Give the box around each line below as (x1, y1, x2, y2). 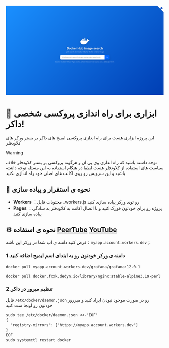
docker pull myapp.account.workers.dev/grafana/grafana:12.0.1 (6, 265, 141, 270)
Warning (6, 150, 23, 156)
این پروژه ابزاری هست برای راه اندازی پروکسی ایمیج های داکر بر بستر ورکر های (6, 135, 154, 141)
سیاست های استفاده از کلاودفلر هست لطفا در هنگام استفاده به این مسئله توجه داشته (6, 165, 164, 171)
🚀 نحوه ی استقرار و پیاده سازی (6, 185, 90, 194)
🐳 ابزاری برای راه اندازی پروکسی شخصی (6, 108, 157, 119)
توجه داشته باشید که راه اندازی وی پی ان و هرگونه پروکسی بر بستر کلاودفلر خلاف (6, 159, 157, 166)
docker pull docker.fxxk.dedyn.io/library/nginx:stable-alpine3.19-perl (6, 274, 161, 279)
